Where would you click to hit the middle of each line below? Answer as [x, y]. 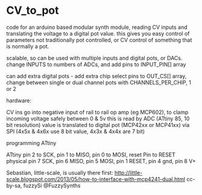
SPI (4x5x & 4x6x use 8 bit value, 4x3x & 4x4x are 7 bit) [76, 131]
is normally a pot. [28, 46]
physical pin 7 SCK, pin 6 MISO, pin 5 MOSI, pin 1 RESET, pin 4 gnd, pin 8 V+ [101, 161]
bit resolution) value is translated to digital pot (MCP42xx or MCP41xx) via [98, 125]
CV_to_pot [33, 11]
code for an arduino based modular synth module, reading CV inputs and [97, 27]
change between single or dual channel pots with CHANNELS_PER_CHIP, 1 [99, 82]
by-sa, [14, 185]
